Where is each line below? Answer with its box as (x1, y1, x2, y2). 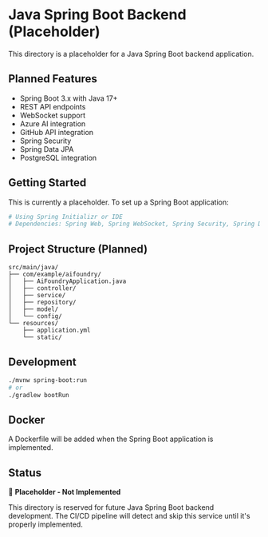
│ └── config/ (8, 312, 62, 320)
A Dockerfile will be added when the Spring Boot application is (8, 434, 214, 444)
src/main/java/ (8, 264, 59, 272)
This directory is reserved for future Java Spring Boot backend (8, 503, 215, 512)
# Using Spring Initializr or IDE (8, 213, 124, 221)
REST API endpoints (19, 101, 86, 111)
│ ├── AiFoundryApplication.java (8, 277, 127, 285)
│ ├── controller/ (8, 284, 77, 292)
